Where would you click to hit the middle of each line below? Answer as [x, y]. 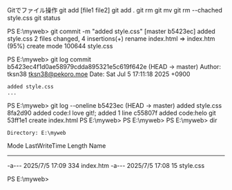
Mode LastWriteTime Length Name [57, 146]
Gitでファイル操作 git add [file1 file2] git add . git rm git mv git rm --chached [115, 10]
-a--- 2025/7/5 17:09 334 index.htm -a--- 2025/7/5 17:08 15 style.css [106, 165]
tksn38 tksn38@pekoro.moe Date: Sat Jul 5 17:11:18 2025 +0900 [99, 74]
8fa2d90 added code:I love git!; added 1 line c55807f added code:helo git [112, 113]
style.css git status [34, 18]
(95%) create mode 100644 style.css [60, 46]
